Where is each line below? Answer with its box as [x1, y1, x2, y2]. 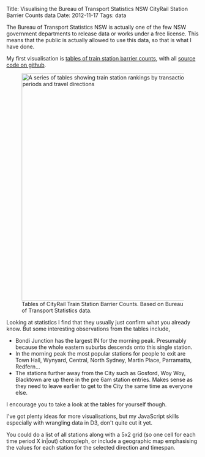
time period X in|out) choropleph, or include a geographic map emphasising [6, 437, 198, 445]
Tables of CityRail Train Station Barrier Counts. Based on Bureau [21, 301, 184, 307]
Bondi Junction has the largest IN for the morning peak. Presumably [15, 337, 187, 344]
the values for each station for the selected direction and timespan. [6, 444, 176, 451]
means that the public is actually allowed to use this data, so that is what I [6, 37, 192, 43]
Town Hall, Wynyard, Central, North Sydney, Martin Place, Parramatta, [15, 357, 192, 364]
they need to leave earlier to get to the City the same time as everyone [15, 382, 193, 390]
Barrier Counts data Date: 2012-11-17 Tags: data [6, 12, 127, 19]
